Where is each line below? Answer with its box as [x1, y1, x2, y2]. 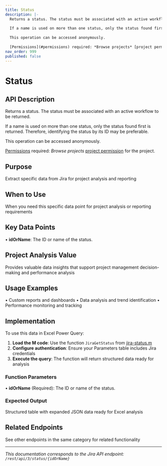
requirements [5, 209, 33, 215]
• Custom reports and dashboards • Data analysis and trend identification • [5, 297, 160, 303]
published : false [5, 53, 41, 59]
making [5, 269, 21, 275]
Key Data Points [5, 223, 56, 232]
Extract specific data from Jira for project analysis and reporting [5, 176, 137, 182]
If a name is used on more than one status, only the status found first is [5, 123, 151, 129]
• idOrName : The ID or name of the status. [5, 236, 93, 242]
